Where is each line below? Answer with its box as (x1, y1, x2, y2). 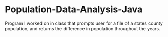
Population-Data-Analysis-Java (5, 4, 143, 15)
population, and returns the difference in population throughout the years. (5, 25, 160, 31)
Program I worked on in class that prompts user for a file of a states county (5, 20, 163, 26)
